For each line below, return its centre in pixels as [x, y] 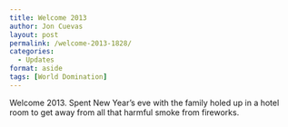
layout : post [34, 34]
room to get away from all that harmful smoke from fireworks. [124, 112]
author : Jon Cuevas [46, 26]
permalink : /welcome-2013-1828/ [70, 43]
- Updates [36, 60]
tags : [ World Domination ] [58, 77]
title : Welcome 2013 [49, 18]
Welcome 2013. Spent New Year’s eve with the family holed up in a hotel [144, 103]
